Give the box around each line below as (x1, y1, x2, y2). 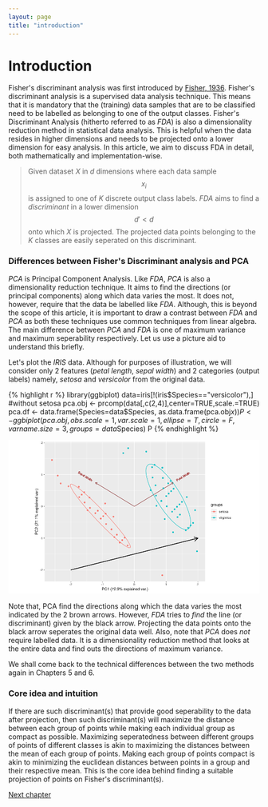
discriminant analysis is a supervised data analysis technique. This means (8, 92, 251, 102)
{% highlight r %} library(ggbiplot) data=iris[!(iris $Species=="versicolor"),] (8, 390, 254, 399)
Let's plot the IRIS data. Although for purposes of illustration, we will (8, 357, 232, 367)
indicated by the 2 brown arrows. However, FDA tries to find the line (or (8, 610, 242, 620)
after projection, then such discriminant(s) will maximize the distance (8, 714, 235, 724)
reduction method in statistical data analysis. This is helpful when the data (8, 126, 252, 135)
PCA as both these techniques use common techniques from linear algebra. (8, 316, 257, 326)
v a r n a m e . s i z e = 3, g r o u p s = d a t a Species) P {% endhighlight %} (8, 424, 219, 433)
